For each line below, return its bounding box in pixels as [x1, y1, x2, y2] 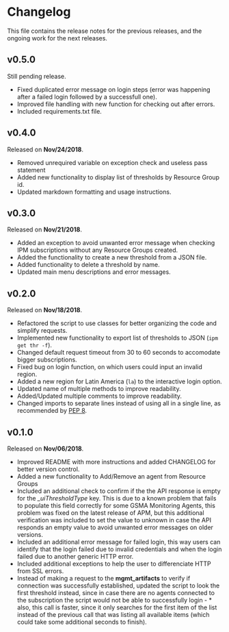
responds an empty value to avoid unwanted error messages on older [16, 523, 214, 531]
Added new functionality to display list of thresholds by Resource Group [16, 173, 220, 181]
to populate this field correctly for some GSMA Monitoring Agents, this [16, 501, 215, 509]
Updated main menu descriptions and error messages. [16, 268, 171, 276]
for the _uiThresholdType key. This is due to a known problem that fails [16, 494, 217, 502]
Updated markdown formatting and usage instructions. [16, 188, 172, 196]
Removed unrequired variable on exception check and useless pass [16, 158, 208, 166]
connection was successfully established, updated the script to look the [16, 581, 220, 590]
